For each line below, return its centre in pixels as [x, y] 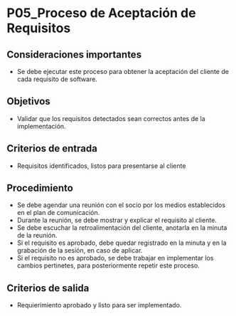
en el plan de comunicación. [58, 213]
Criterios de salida [48, 288]
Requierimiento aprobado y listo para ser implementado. [99, 305]
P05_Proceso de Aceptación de [101, 13]
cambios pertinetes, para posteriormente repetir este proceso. [108, 265]
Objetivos [28, 101]
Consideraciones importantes [74, 54]
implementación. [41, 126]
